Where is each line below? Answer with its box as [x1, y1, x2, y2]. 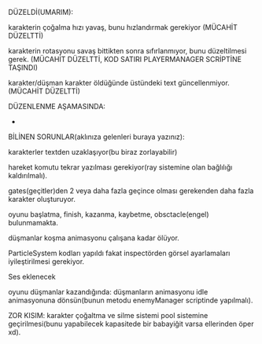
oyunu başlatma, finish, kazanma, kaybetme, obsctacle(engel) [8, 210, 210, 219]
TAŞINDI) [8, 63, 38, 72]
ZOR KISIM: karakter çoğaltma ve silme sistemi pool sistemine [8, 311, 208, 320]
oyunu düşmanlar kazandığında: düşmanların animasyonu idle [8, 287, 208, 296]
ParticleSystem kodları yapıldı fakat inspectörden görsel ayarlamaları [8, 248, 231, 258]
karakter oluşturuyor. [8, 195, 76, 203]
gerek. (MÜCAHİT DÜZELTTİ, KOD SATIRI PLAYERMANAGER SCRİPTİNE [8, 55, 242, 64]
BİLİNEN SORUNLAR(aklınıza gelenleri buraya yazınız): [8, 132, 185, 141]
